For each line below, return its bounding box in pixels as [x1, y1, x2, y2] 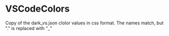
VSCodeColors [5, 3, 70, 15]
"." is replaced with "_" [5, 25, 53, 31]
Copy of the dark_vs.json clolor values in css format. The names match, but [5, 20, 164, 26]
